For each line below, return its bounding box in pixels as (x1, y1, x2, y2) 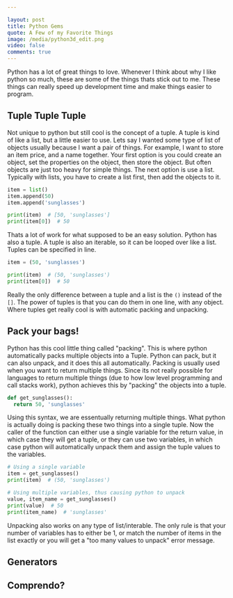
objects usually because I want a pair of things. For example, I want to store (7, 143, 224, 152)
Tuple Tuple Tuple (7, 110, 86, 122)
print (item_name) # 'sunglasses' (7, 508, 108, 515)
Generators (7, 556, 58, 567)
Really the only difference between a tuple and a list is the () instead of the (7, 290, 223, 299)
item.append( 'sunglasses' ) (7, 199, 86, 206)
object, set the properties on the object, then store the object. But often (7, 158, 211, 166)
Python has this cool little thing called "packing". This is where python (7, 344, 207, 352)
